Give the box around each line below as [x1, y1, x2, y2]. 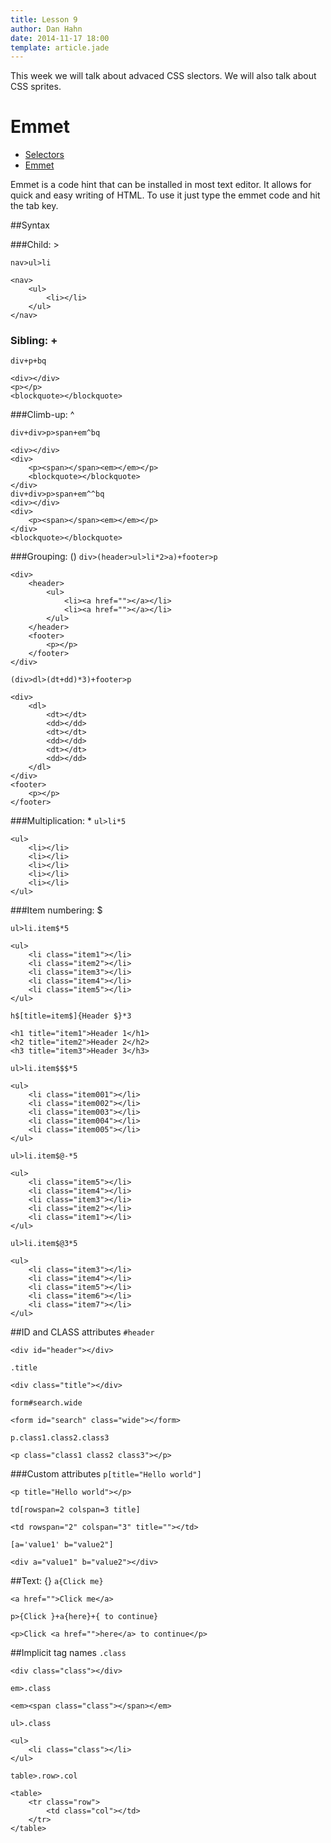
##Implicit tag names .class [10, 1647, 127, 1659]
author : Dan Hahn [10, 24, 83, 34]
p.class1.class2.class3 [10, 1433, 110, 1443]
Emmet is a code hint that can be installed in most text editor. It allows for [10, 179, 312, 191]
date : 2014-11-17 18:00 [10, 33, 110, 43]
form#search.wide [10, 1398, 83, 1408]
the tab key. [10, 200, 59, 212]
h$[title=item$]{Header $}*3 [10, 1011, 132, 1021]
